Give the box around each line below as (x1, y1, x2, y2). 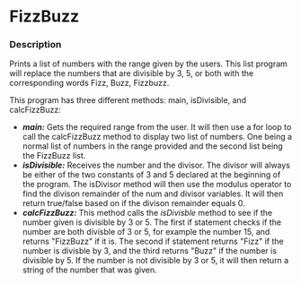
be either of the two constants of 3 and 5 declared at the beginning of (22, 169, 281, 180)
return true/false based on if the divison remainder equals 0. (22, 198, 245, 209)
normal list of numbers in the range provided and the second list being (22, 141, 283, 151)
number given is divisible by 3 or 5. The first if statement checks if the (22, 217, 281, 228)
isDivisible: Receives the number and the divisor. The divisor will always (22, 159, 290, 171)
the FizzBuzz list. (22, 151, 86, 161)
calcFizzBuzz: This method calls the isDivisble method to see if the (22, 208, 272, 219)
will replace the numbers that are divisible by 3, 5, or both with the (9, 68, 254, 79)
